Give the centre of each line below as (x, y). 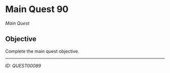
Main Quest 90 (37, 9)
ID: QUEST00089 (23, 65)
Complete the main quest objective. (42, 51)
